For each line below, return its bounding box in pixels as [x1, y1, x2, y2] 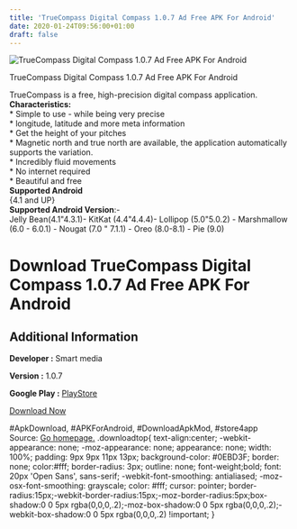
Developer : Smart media [9, 353, 103, 364]
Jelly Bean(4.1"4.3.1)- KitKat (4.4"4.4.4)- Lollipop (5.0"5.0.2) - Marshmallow [9, 214, 288, 225]
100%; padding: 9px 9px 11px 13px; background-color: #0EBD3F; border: [9, 451, 280, 462]
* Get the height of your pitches [9, 128, 127, 139]
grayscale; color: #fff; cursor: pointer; [87, 480, 227, 491]
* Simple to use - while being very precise [9, 109, 165, 120]
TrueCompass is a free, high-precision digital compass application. [9, 89, 258, 100]
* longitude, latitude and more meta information [9, 118, 185, 129]
